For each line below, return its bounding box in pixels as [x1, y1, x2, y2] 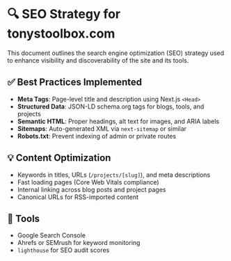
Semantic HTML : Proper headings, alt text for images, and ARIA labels [17, 117, 220, 125]
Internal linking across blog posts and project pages [17, 185, 166, 193]
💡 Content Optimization [7, 152, 111, 164]
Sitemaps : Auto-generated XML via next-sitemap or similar [17, 124, 186, 133]
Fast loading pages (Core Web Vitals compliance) [17, 177, 159, 186]
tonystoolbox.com [7, 26, 115, 42]
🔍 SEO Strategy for [7, 6, 120, 22]
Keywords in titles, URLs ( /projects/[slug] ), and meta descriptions [17, 171, 211, 179]
